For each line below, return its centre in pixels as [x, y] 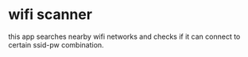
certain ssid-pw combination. [56, 44]
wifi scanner [50, 15]
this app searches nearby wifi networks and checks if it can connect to [124, 36]
